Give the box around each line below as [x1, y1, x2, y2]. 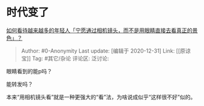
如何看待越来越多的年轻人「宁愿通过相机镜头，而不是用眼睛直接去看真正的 [6, 27, 192, 34]
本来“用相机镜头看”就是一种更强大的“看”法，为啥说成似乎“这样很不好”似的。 [6, 93, 196, 101]
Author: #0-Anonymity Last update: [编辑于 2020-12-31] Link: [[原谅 [21, 47, 191, 55]
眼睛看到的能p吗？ [6, 67, 53, 75]
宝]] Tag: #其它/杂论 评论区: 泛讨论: [21, 55, 109, 62]
